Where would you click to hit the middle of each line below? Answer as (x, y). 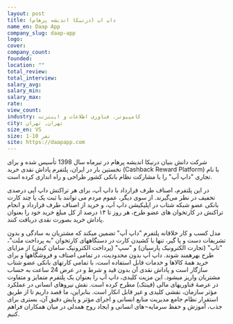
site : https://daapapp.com (46, 143)
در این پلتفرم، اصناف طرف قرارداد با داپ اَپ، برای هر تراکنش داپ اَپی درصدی (108, 190)
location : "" (26, 65)
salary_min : (24, 91)
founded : (20, 59)
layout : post (26, 13)
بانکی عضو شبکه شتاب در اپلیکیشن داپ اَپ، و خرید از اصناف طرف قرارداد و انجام (113, 205)
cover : (17, 46)
